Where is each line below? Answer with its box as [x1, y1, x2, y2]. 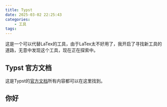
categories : [5, 17, 30, 22]
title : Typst [5, 7, 33, 13]
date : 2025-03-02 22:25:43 [5, 12, 62, 17]
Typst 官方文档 [5, 63, 52, 72]
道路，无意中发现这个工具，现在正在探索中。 [5, 47, 98, 53]
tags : [5, 26, 17, 31]
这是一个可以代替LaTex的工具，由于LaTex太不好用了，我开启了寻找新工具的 [5, 41, 162, 47]
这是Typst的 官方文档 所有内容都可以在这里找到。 [5, 78, 105, 84]
